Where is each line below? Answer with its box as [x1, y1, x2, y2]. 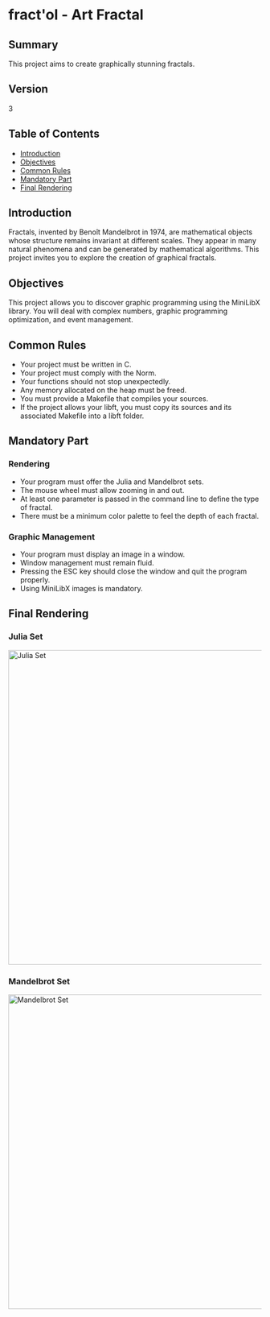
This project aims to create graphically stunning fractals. [8, 59, 195, 68]
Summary [8, 38, 59, 52]
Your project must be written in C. [19, 360, 132, 370]
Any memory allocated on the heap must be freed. [19, 385, 187, 396]
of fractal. [19, 502, 53, 512]
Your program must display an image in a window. [19, 549, 186, 559]
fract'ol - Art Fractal [8, 6, 144, 24]
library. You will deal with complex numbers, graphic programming [8, 306, 228, 316]
